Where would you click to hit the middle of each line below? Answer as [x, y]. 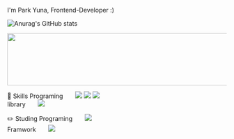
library [16, 104]
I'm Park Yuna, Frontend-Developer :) [61, 10]
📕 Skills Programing [35, 96]
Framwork [22, 129]
